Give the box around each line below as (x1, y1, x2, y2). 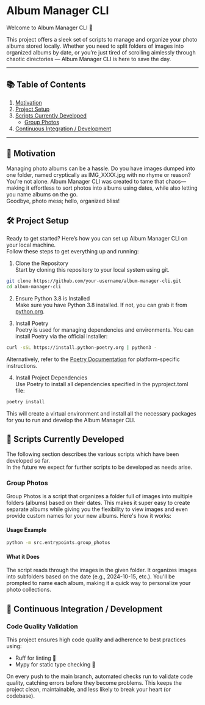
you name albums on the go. (6, 190, 78, 198)
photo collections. (6, 586, 52, 594)
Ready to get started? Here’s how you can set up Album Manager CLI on (6, 235, 188, 242)
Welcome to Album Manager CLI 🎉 (6, 24, 93, 31)
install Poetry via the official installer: (15, 333, 108, 340)
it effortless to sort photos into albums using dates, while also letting (26, 184, 198, 192)
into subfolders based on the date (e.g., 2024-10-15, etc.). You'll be (6, 573, 175, 580)
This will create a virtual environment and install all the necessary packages (6, 409, 196, 417)
